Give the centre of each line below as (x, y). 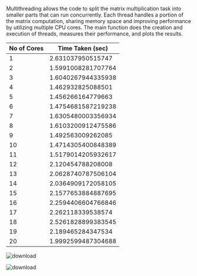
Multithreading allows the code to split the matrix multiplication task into (94, 9)
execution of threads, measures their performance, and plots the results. (95, 34)
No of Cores (27, 48)
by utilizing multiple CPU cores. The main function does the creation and (95, 27)
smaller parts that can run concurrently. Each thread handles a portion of (95, 15)
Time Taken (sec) (83, 48)
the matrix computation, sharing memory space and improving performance (98, 21)
